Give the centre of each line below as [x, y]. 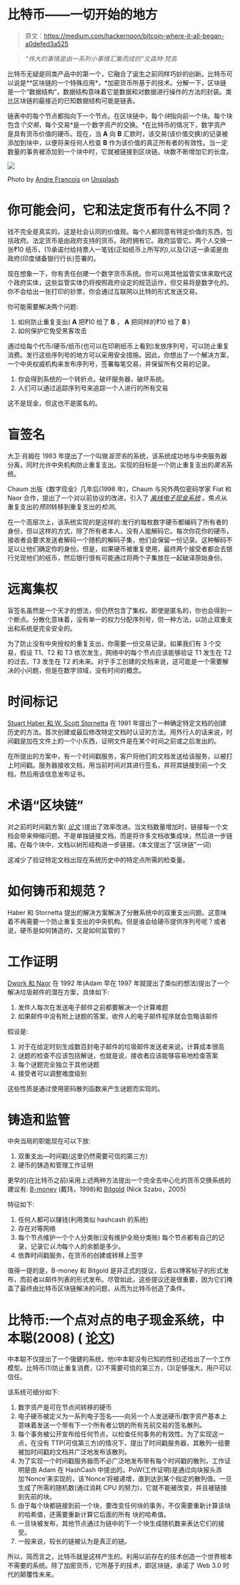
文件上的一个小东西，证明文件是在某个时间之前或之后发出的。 [129, 741]
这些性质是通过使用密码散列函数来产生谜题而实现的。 [86, 1088]
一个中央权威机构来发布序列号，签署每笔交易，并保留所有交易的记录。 [111, 364]
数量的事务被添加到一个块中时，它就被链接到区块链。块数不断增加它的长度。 [120, 152]
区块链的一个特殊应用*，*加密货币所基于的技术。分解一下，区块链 [130, 82]
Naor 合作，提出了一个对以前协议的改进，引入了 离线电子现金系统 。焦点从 [117, 498]
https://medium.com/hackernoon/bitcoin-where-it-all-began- [134, 36]
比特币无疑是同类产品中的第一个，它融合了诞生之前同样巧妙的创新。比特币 [117, 74]
